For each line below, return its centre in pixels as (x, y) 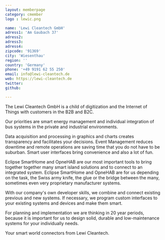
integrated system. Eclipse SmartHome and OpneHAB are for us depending (82, 172)
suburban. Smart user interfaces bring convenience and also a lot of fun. (79, 152)
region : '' (16, 60)
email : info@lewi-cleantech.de (37, 74)
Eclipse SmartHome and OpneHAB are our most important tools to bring (79, 161)
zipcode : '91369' (23, 51)
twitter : (14, 83)
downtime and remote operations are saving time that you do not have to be (82, 147)
